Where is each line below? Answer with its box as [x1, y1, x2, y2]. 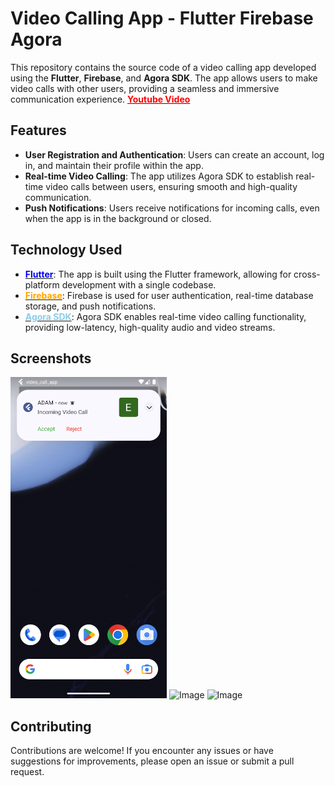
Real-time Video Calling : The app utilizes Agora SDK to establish [24, 170, 294, 182]
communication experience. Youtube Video [10, 93, 191, 105]
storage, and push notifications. [24, 300, 157, 312]
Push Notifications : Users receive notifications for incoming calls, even [24, 202, 320, 214]
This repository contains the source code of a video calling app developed [10, 61, 317, 73]
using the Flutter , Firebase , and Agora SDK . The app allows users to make [10, 72, 318, 84]
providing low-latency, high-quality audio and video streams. [24, 321, 276, 333]
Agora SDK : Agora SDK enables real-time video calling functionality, [24, 310, 307, 322]
